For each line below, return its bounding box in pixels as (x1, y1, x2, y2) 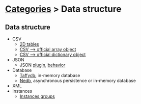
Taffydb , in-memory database (19, 73, 80, 78)
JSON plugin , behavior (19, 62, 65, 68)
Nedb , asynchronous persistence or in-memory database (19, 78, 136, 83)
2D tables (19, 41, 39, 47)
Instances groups (19, 93, 55, 99)
